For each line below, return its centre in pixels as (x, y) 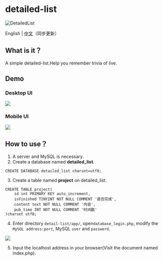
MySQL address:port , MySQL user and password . (61, 228)
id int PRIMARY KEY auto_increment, (52, 193)
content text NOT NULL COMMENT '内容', (55, 204)
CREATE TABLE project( (29, 189)
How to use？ (26, 144)
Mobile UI (17, 116)
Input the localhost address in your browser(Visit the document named (85, 247)
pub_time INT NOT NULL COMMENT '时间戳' (56, 209)
